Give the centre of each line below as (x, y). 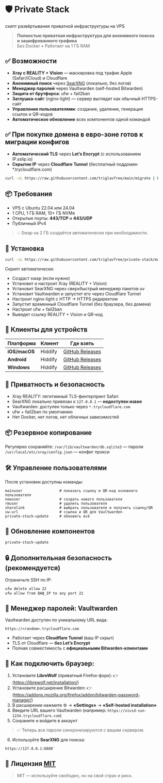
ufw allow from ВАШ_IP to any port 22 (44, 593)
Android (17, 359)
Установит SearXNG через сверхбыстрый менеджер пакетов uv (78, 288)
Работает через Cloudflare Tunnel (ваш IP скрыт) (63, 638)
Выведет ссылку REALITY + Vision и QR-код (57, 314)
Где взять (82, 343)
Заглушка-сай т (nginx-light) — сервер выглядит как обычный (76, 99)
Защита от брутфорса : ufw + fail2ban (51, 93)
